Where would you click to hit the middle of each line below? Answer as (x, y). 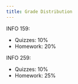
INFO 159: (18, 28)
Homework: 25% (35, 75)
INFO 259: (19, 57)
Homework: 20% (35, 46)
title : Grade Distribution (39, 12)
